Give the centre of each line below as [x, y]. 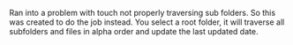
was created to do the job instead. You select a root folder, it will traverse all [147, 22]
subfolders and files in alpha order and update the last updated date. [134, 31]
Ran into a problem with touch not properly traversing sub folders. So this [143, 13]
